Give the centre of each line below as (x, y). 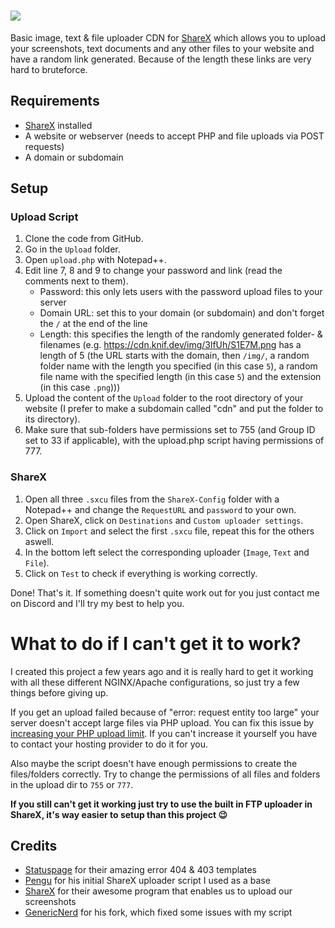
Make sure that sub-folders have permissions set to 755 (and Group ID (170, 430)
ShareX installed (58, 125)
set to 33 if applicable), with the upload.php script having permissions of (174, 441)
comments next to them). (76, 281)
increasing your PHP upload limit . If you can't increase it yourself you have (164, 733)
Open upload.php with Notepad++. (95, 260)
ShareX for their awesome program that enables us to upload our (158, 891)
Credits (34, 846)
